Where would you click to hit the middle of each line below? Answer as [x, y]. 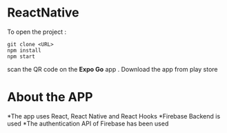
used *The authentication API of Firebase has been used [88, 123]
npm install [24, 50]
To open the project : [37, 32]
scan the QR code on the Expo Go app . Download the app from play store [112, 69]
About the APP [50, 97]
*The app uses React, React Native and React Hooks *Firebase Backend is [114, 116]
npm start [21, 57]
